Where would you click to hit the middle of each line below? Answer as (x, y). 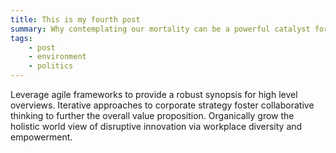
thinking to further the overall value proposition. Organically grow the (152, 115)
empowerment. (41, 137)
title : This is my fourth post (75, 19)
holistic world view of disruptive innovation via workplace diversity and (156, 126)
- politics (51, 66)
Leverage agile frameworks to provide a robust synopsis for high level (154, 94)
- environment (57, 57)
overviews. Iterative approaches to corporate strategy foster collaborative (162, 105)
